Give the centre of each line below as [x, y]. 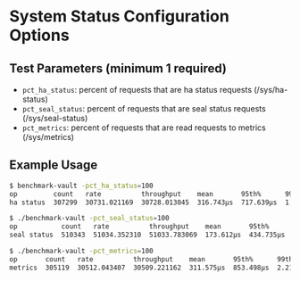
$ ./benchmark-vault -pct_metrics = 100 [81, 252]
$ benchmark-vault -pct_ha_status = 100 [81, 186]
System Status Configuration [119, 17]
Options [39, 35]
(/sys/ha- [271, 90]
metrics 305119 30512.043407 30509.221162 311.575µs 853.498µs [139, 268]
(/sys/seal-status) [55, 118]
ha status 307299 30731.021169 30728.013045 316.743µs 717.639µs [143, 202]
